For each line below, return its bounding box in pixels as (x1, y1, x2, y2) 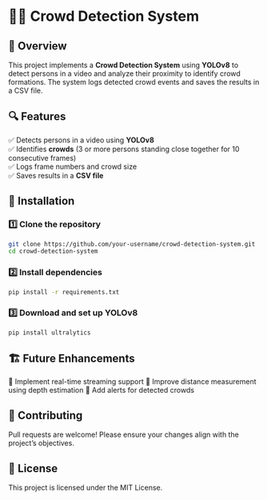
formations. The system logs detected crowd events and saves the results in (8, 78, 260, 86)
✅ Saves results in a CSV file (8, 170, 104, 180)
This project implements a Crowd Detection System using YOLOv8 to (8, 60, 239, 70)
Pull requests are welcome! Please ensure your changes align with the (8, 430, 240, 439)
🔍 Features (8, 110, 66, 123)
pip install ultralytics (8, 328, 91, 337)
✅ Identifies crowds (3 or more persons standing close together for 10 (8, 144, 240, 154)
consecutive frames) (8, 153, 77, 162)
